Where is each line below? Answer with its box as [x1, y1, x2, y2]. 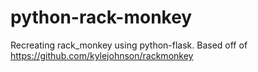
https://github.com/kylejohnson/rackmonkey [10, 49, 194, 61]
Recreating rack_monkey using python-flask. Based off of [10, 39, 248, 51]
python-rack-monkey [10, 6, 193, 29]
